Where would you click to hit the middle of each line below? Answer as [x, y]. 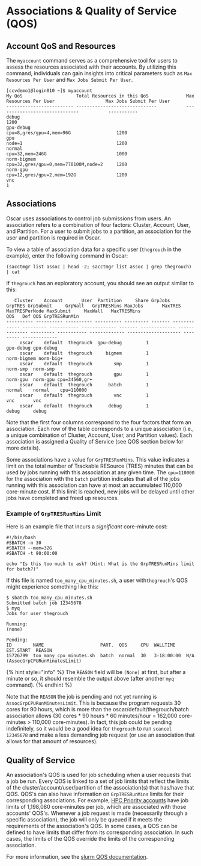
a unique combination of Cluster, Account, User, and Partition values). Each [99, 435]
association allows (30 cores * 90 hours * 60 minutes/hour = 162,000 [92, 716]
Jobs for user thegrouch [37, 614]
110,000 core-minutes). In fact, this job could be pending [102, 722]
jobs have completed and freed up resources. [62, 498]
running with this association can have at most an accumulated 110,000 [94, 485]
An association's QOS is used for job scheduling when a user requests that [99, 775]
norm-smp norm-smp [31, 369]
